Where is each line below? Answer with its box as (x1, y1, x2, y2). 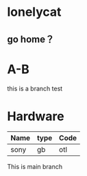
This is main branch (7, 163, 63, 171)
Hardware (7, 108, 64, 124)
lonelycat (7, 4, 62, 20)
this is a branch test (7, 84, 63, 92)
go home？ (7, 33, 55, 45)
